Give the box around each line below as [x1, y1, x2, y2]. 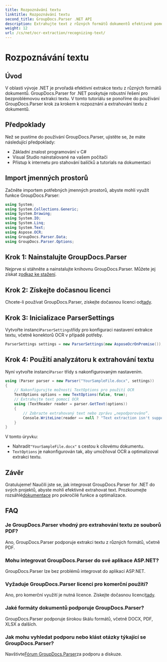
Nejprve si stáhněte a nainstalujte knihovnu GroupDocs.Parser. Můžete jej [5, 266, 156, 272]
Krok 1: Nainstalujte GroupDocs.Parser [5, 253, 127, 261]
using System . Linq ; [5, 220, 46, 226]
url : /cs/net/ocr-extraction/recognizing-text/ [5, 30, 106, 35]
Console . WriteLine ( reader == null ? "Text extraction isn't [23, 415, 150, 420]
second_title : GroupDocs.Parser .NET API [5, 16, 92, 21]
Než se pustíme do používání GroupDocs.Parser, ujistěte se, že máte [5, 134, 146, 140]
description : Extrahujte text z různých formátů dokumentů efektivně [5, 21, 153, 26]
